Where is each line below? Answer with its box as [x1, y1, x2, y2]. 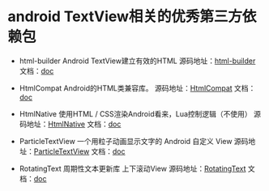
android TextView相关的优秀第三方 [7, 7, 243, 26]
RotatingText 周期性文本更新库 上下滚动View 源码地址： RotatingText [19, 163, 246, 173]
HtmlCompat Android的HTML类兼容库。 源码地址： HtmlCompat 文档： [19, 83, 256, 93]
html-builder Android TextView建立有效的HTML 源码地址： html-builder [19, 56, 256, 66]
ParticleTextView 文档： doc [33, 146, 126, 156]
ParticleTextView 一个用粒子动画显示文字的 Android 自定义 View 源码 [19, 136, 249, 146]
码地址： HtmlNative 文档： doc [19, 119, 122, 129]
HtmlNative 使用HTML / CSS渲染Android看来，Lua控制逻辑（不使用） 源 [19, 108, 261, 118]
